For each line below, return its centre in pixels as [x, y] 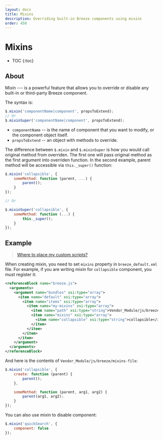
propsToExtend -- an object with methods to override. [65, 140]
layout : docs [18, 10]
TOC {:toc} [23, 61]
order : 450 [16, 23]
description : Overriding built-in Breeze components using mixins [73, 19]
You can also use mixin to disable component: [51, 415]
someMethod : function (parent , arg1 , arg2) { [61, 392]
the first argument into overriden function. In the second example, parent [78, 160]
